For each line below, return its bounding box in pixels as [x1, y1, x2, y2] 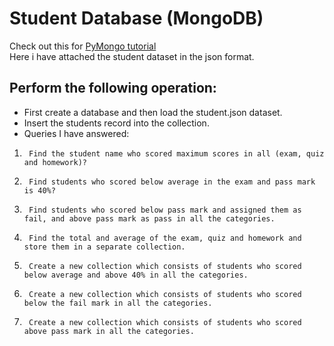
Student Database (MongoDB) [9, 7, 264, 30]
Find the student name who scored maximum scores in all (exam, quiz [28, 148, 325, 159]
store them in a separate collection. [23, 242, 186, 252]
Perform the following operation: [9, 80, 217, 97]
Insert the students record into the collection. [23, 117, 210, 129]
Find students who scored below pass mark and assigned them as [28, 205, 302, 215]
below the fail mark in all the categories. [23, 298, 213, 308]
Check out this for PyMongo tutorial [9, 40, 157, 52]
